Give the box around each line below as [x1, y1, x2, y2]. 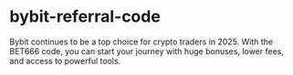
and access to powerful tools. [9, 55, 121, 66]
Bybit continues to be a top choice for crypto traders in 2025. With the [9, 36, 274, 47]
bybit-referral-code [9, 6, 162, 27]
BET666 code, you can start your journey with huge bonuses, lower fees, [9, 45, 285, 56]
